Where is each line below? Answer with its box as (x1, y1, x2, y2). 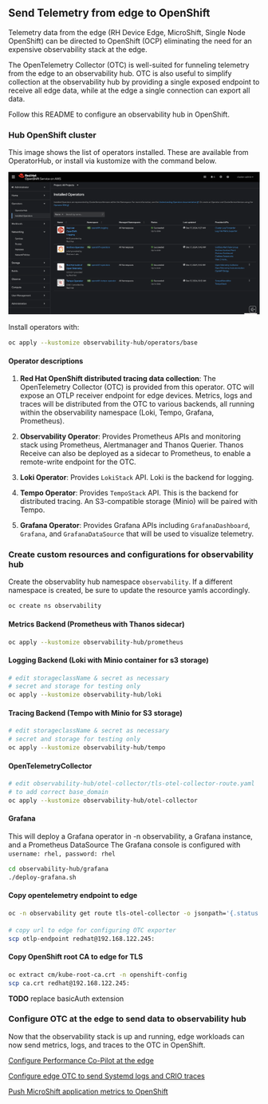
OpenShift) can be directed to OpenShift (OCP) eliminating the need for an (8, 36, 253, 46)
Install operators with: (8, 323, 80, 332)
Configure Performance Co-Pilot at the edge (8, 1055, 154, 1065)
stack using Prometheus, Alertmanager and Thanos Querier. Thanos (19, 440, 244, 450)
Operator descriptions (8, 355, 84, 366)
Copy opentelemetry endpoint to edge (8, 891, 138, 900)
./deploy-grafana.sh (8, 873, 77, 881)
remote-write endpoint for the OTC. (19, 457, 137, 467)
